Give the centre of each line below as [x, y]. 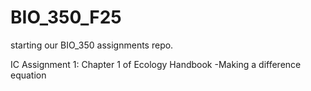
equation [28, 75]
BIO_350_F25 [66, 17]
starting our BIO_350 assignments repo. [92, 45]
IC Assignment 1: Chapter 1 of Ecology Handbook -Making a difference [156, 64]
